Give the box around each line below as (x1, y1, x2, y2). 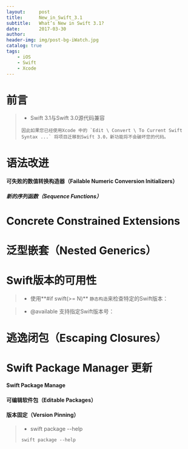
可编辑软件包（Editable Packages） (6, 396, 97, 404)
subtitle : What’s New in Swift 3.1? (6, 20, 104, 26)
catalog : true (6, 43, 42, 49)
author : (6, 32, 26, 38)
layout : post (6, 8, 50, 15)
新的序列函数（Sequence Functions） (6, 192, 102, 200)
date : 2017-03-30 (6, 25, 67, 32)
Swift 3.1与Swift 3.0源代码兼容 (30, 115, 105, 122)
